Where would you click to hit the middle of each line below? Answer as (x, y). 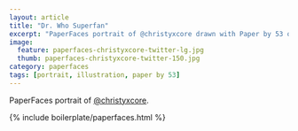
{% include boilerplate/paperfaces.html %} (87, 117)
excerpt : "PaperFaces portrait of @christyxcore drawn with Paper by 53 (146, 34)
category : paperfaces (49, 67)
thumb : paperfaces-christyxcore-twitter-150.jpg (109, 58)
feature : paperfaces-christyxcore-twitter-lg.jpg (110, 50)
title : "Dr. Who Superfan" (59, 26)
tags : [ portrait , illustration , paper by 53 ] (94, 75)
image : (21, 42)
